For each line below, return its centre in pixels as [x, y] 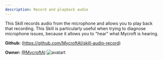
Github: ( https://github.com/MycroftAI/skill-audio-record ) [63, 43]
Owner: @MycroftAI [25, 52]
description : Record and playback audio [47, 9]
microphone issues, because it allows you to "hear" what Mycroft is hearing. [82, 33]
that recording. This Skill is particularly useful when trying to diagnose [75, 28]
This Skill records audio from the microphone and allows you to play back [79, 23]
